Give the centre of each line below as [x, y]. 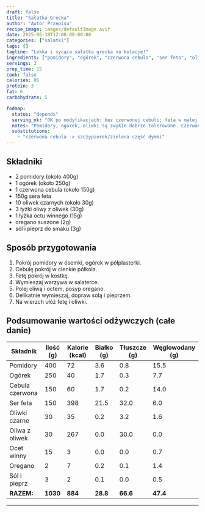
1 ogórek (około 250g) [43, 183]
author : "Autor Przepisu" [39, 23]
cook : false [21, 75]
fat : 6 [15, 92]
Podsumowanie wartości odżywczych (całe [91, 321]
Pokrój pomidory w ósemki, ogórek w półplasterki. [78, 262]
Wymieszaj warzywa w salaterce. [57, 282]
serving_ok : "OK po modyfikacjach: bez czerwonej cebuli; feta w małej [105, 120]
